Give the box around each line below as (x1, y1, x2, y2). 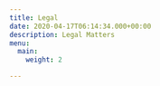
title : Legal (9, 13, 59, 23)
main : (17, 47, 39, 56)
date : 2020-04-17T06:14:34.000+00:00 (9, 22, 152, 31)
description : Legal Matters (9, 30, 116, 39)
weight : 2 (25, 55, 63, 64)
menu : (9, 38, 30, 48)
